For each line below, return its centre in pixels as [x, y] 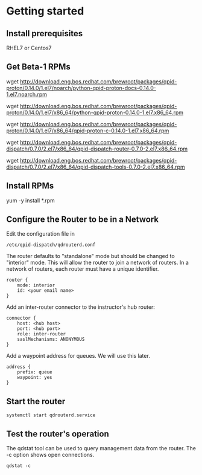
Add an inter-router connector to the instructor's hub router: [81, 307]
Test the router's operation [58, 434]
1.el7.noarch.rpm [27, 94]
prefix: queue [35, 372]
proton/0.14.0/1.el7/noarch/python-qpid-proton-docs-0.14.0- [81, 88]
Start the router [36, 401]
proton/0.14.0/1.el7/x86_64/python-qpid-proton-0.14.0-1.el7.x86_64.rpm [95, 112]
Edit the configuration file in [41, 234]
